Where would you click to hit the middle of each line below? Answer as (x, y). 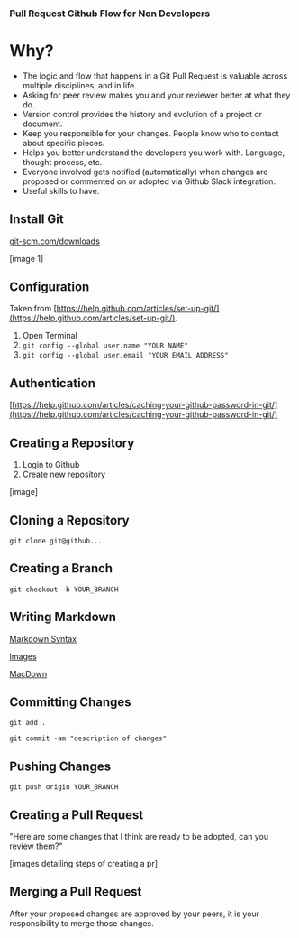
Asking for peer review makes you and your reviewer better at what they (156, 95)
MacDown (28, 673)
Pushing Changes (60, 766)
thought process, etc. (62, 162)
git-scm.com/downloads (55, 241)
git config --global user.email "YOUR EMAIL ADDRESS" (125, 356)
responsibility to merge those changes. (82, 923)
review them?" (36, 846)
